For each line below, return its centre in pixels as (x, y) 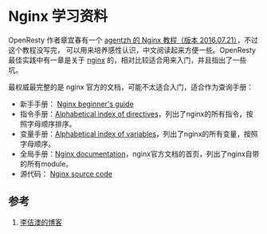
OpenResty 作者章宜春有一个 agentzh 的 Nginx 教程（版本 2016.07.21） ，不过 (133, 40)
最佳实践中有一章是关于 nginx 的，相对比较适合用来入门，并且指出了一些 (128, 60)
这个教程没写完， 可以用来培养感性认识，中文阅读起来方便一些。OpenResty (132, 50)
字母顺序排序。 (51, 124)
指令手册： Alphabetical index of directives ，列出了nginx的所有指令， (133, 113)
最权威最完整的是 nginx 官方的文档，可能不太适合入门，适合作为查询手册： (131, 87)
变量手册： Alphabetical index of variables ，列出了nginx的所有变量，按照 (139, 133)
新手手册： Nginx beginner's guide (77, 104)
